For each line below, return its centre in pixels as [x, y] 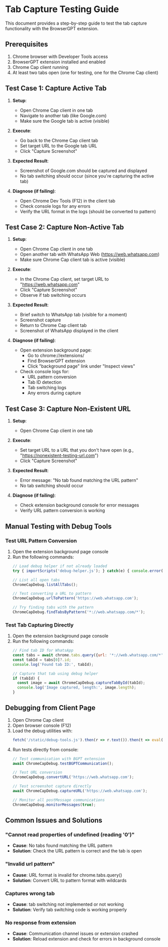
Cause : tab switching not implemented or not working [68, 904]
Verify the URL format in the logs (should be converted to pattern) [88, 211]
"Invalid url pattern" [30, 864]
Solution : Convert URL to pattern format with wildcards [69, 880]
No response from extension [41, 922]
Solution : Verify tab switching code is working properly [69, 910]
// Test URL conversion [37, 772]
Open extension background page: [56, 350]
